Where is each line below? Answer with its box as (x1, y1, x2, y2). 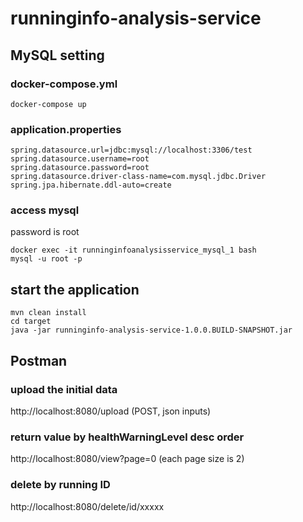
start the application (10, 281, 140, 298)
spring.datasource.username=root (10, 154, 150, 164)
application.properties (10, 122, 122, 136)
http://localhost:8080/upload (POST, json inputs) (10, 405, 212, 417)
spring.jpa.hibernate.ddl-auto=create (10, 180, 172, 191)
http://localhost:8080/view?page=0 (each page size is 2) (10, 453, 245, 465)
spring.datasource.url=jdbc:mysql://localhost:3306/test (10, 145, 253, 156)
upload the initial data (10, 382, 118, 396)
